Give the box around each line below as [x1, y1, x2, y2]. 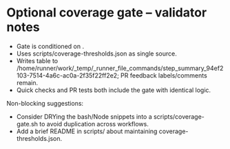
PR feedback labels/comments [121, 71, 207, 80]
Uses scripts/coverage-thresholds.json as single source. [16, 49, 177, 58]
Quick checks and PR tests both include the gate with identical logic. [16, 86, 211, 94]
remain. [16, 78, 39, 87]
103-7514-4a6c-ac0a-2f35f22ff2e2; [16, 71, 120, 80]
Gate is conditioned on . [16, 42, 84, 50]
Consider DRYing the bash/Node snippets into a [16, 112, 152, 121]
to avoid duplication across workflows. [39, 119, 149, 128]
